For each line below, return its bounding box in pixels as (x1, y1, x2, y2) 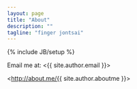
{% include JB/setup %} (7, 48, 75, 56)
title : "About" (7, 16, 50, 23)
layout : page (7, 10, 44, 17)
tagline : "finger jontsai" (7, 29, 84, 36)
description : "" (7, 23, 53, 29)
